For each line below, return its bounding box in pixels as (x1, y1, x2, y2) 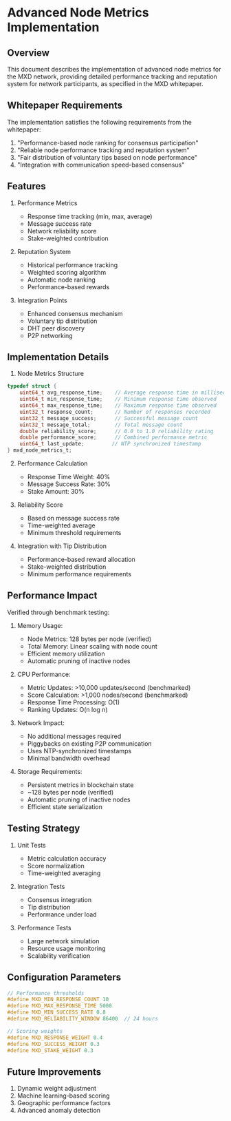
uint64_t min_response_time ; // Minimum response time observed (19, 396, 217, 403)
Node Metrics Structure (16, 370, 85, 378)
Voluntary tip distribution (27, 317, 98, 325)
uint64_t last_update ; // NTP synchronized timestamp (19, 441, 201, 448)
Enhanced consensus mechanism (27, 309, 123, 317)
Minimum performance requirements (27, 570, 132, 578)
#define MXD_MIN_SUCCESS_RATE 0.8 (7, 1009, 107, 1016)
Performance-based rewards (27, 282, 110, 291)
